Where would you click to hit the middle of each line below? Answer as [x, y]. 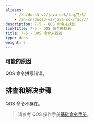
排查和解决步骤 [28, 90]
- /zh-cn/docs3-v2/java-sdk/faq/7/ [52, 19]
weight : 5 [16, 43]
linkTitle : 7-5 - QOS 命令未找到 [38, 29]
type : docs [17, 38]
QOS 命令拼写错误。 [26, 73]
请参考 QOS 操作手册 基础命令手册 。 [55, 114]
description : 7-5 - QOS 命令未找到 [41, 24]
